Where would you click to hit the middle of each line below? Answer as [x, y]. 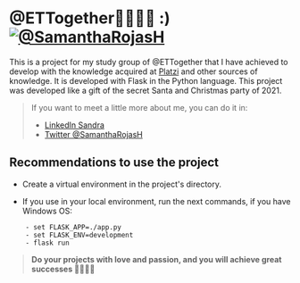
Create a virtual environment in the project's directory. [121, 184]
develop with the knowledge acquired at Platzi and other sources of [133, 71]
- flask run [47, 243]
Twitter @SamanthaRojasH [93, 134]
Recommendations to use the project [114, 163]
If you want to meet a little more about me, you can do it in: [139, 107]
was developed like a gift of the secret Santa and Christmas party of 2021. [146, 90]
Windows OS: [47, 211]
